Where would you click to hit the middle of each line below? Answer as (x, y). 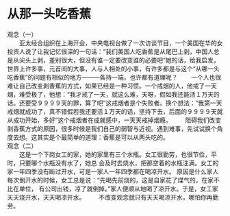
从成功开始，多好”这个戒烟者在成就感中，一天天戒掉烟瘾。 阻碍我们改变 (114, 120)
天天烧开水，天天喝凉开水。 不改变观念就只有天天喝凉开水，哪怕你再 (110, 197)
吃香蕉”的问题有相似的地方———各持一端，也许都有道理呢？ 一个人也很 (114, 77)
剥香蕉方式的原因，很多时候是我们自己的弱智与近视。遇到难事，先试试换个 (112, 128)
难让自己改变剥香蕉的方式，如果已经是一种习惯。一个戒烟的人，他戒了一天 (112, 86)
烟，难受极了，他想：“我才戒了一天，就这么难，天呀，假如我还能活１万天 (111, 94)
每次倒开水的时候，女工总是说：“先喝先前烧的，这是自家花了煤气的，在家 (111, 180)
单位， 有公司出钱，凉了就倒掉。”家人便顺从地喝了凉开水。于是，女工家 (119, 189)
